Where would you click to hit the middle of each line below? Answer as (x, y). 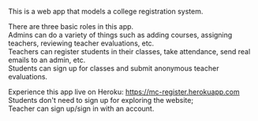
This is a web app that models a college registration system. (106, 11)
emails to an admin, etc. (47, 60)
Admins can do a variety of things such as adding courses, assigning (120, 35)
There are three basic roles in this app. (71, 26)
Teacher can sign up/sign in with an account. (81, 108)
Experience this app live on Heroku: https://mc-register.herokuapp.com (124, 92)
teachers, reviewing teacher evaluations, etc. (81, 43)
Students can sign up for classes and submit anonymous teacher (114, 68)
